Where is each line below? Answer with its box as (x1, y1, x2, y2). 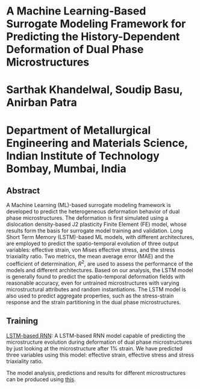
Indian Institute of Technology (6, 149, 160, 163)
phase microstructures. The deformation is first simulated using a (6, 214, 169, 222)
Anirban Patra (6, 96, 77, 110)
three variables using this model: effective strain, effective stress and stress (6, 351, 195, 358)
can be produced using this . (6, 375, 76, 383)
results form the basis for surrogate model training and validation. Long (6, 227, 183, 234)
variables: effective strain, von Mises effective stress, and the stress (6, 246, 175, 254)
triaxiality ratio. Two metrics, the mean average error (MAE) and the (6, 253, 173, 260)
